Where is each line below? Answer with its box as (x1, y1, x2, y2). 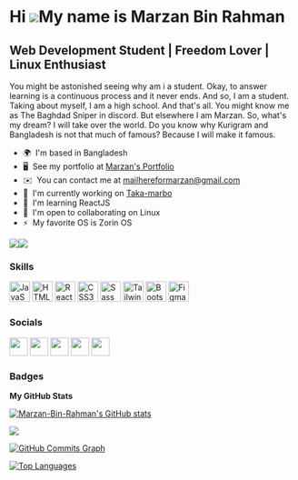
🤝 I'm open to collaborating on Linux (22, 207, 161, 217)
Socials (9, 316, 43, 329)
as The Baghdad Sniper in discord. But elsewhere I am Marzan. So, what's (9, 110, 287, 120)
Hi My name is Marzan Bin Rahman (9, 6, 285, 27)
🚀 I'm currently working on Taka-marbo (22, 188, 173, 198)
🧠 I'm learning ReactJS (22, 197, 111, 208)
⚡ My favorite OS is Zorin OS (22, 217, 133, 228)
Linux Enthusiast (9, 56, 106, 72)
